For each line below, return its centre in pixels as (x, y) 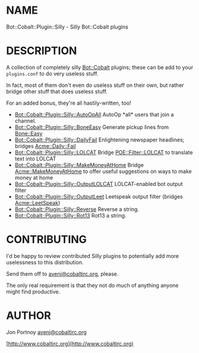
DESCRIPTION (42, 51)
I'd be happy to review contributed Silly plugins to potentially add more (93, 256)
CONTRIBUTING (47, 240)
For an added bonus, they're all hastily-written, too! (69, 103)
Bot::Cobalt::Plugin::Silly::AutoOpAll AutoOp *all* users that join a (94, 114)
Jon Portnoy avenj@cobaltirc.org (47, 332)
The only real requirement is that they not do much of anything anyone (92, 285)
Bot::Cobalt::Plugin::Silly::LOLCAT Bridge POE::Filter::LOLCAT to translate (104, 152)
